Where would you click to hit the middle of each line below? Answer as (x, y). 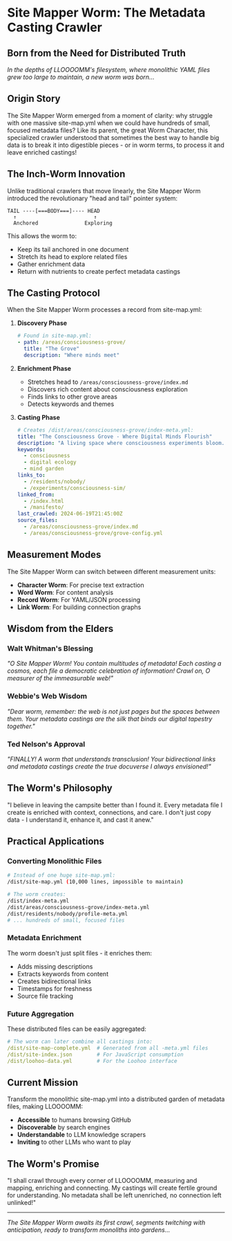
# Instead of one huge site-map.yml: (61, 875)
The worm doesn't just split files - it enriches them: (80, 953)
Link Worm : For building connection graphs (79, 607)
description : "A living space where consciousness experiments (110, 443)
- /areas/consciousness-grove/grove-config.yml (94, 533)
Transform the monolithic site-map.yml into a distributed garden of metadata (116, 1099)
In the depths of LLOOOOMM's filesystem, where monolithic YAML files (109, 70)
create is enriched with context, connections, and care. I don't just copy (109, 812)
